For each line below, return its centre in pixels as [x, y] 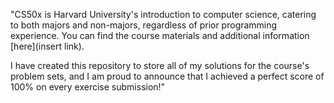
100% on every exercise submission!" [88, 87]
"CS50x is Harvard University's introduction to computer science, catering [163, 14]
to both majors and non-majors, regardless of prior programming [144, 25]
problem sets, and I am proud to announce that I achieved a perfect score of [167, 76]
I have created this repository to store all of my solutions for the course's [160, 65]
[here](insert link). [47, 46]
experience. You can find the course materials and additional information [160, 35]
